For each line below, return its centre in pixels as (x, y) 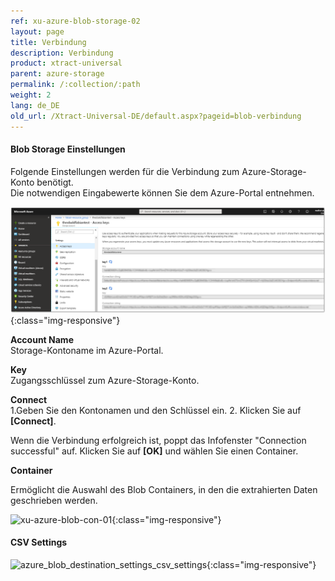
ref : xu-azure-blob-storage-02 (75, 21)
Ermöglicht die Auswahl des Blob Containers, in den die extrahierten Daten (164, 489)
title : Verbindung (48, 42)
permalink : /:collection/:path (75, 85)
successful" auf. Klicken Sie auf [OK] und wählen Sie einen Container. (154, 451)
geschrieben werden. (54, 500)
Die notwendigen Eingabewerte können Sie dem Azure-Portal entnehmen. (162, 192)
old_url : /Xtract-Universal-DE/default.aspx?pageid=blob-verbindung (156, 116)
